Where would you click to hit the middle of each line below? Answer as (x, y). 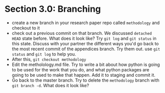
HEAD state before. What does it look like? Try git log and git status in (84, 38)
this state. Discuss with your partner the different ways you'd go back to (85, 43)
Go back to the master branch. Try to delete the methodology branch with (85, 80)
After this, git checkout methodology (49, 59)
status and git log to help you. (44, 54)
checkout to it (26, 28)
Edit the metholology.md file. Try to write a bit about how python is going (86, 64)
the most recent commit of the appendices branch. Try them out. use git (86, 49)
